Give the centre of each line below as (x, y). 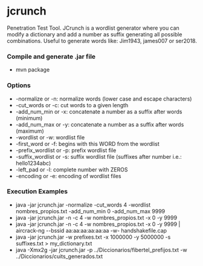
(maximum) (30, 131)
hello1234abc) (33, 163)
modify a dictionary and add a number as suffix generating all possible (95, 34)
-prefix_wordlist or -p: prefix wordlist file (66, 150)
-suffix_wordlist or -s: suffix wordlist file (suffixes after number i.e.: (98, 156)
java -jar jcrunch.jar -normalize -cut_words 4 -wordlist (83, 205)
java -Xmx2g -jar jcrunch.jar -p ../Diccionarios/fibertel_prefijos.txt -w (101, 250)
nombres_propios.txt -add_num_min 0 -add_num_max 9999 (90, 211)
